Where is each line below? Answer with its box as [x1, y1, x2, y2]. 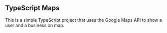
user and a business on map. [5, 22, 65, 28]
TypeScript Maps [5, 4, 60, 12]
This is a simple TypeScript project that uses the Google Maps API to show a [5, 17, 162, 23]
